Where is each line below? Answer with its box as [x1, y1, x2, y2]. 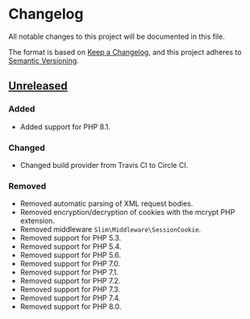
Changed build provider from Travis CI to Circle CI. [19, 160, 189, 170]
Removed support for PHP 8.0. [19, 302, 122, 312]
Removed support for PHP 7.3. [19, 284, 121, 295]
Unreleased [8, 79, 69, 93]
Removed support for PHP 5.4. [19, 241, 122, 251]
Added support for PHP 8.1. [19, 122, 110, 132]
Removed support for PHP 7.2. [19, 276, 121, 286]
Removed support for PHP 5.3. [19, 233, 122, 243]
